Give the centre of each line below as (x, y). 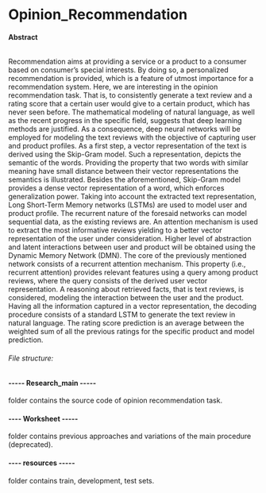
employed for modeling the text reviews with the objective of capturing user (132, 137)
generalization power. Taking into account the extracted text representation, (132, 197)
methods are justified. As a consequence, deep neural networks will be (124, 129)
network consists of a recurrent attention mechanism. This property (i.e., (127, 264)
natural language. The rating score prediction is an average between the (126, 323)
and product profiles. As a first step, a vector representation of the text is (128, 146)
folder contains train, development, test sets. (81, 480)
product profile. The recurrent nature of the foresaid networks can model (128, 214)
